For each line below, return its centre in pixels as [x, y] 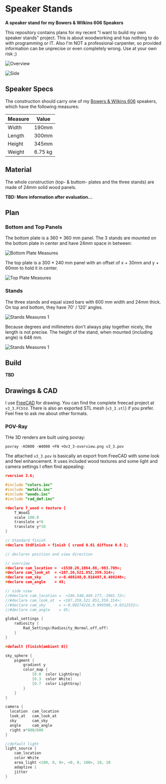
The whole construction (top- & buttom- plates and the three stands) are [80, 182]
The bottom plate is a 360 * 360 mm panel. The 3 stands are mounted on [81, 238]
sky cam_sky [29, 721]
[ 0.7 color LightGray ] [56, 683]
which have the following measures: [42, 107]
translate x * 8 [29, 522]
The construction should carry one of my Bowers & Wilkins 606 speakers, [81, 101]
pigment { [24, 660]
